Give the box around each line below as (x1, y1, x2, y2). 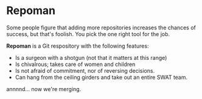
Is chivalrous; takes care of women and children (15, 61, 136, 68)
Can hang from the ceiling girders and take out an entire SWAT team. (15, 73, 188, 81)
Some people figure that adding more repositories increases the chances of (6, 24, 196, 31)
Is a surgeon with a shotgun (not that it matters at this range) (15, 54, 167, 61)
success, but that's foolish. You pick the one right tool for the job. (6, 30, 170, 37)
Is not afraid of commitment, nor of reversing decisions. (15, 67, 155, 74)
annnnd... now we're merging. (6, 85, 82, 92)
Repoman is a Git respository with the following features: (6, 42, 149, 50)
